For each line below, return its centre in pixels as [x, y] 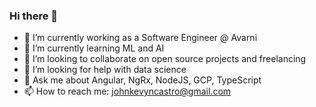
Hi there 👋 [34, 16]
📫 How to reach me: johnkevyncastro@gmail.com [127, 91]
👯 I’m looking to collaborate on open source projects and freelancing [165, 59]
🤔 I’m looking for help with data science [105, 70]
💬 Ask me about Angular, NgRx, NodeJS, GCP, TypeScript [142, 80]
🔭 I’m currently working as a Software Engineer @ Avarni [140, 38]
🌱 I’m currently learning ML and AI [94, 48]
